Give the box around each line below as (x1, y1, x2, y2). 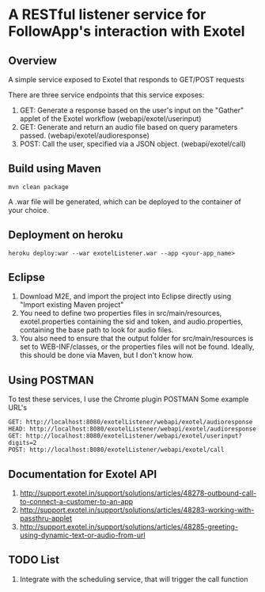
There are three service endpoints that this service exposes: (8, 90, 205, 100)
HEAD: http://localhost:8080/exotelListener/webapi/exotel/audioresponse (8, 425, 257, 433)
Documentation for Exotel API (8, 467, 157, 480)
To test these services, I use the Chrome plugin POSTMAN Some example (8, 394, 249, 404)
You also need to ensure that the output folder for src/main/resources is (19, 334, 254, 343)
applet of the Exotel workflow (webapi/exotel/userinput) (19, 114, 202, 123)
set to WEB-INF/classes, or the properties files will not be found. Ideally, (19, 342, 255, 351)
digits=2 (8, 439, 37, 447)
